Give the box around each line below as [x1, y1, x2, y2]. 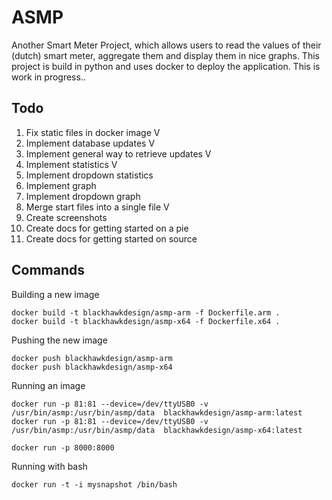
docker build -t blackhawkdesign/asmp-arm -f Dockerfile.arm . [11, 307, 281, 318]
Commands [11, 262, 86, 279]
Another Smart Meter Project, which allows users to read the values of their [11, 39, 322, 51]
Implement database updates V [25, 137, 156, 149]
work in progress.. [11, 71, 86, 83]
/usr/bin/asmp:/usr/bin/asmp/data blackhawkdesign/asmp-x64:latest [11, 425, 303, 435]
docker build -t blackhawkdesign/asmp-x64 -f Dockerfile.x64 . [11, 316, 281, 326]
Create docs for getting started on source [25, 232, 198, 245]
